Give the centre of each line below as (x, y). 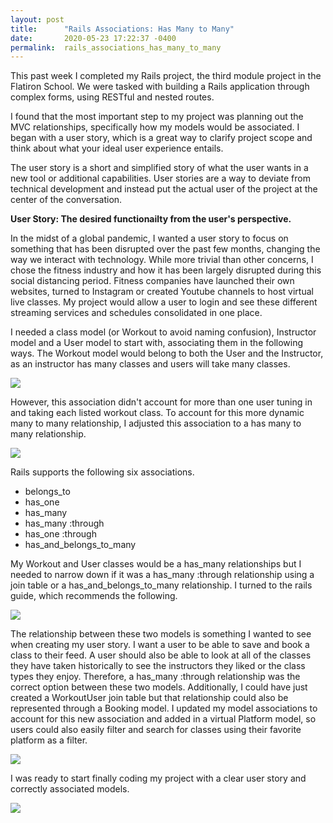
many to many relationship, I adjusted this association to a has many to (156, 423)
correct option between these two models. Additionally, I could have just (159, 687)
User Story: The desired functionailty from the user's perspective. (151, 219)
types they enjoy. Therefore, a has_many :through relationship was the (155, 677)
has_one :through (60, 534)
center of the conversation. (66, 200)
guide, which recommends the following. (94, 596)
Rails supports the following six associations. (102, 472)
